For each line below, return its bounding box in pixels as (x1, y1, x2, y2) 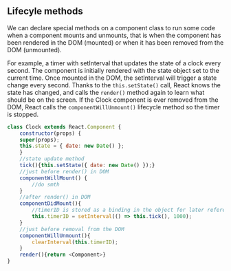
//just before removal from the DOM (19, 226, 125, 232)
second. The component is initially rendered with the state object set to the (7, 66, 220, 74)
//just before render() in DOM (19, 168, 109, 175)
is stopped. (7, 110, 39, 118)
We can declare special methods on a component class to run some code (7, 23, 215, 32)
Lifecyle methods (7, 6, 84, 17)
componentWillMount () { (19, 175, 88, 182)
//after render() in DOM (19, 194, 91, 201)
